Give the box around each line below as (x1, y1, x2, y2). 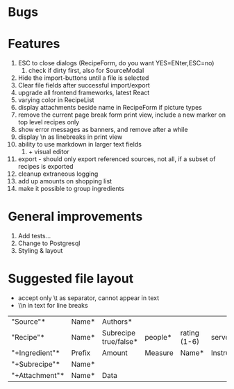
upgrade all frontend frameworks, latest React (17, 88, 150, 97)
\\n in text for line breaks (17, 301, 89, 309)
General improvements (8, 209, 143, 224)
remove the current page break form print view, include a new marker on (17, 110, 226, 119)
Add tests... (17, 232, 51, 240)
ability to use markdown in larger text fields (17, 140, 142, 149)
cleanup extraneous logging (17, 169, 99, 178)
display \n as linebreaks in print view (17, 133, 123, 141)
